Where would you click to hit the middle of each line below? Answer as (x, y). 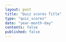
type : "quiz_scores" (26, 18)
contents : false (21, 28)
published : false (23, 32)
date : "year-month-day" (29, 23)
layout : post (18, 9)
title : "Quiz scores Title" (33, 14)
